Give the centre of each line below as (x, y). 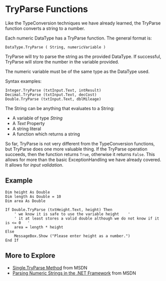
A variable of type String (37, 118)
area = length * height (39, 227)
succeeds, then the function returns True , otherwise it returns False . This (80, 154)
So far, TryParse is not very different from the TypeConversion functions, (80, 143)
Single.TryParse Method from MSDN (50, 267)
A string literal (27, 128)
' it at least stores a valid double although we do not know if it (87, 218)
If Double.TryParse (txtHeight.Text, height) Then (59, 209)
